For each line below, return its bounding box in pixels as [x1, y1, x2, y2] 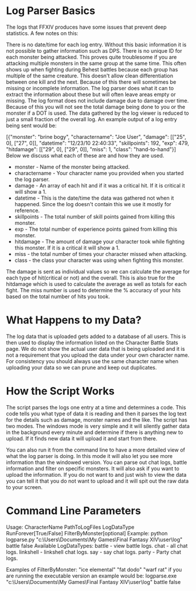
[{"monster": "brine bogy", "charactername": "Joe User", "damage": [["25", [6, 133, 187, 140]
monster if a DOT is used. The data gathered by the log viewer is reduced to [6, 110, 189, 117]
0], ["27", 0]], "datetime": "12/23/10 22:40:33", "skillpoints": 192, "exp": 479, [6, 139, 190, 146]
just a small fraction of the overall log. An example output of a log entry [6, 115, 177, 122]
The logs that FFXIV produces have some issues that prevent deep [6, 23, 167, 30]
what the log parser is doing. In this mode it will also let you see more [6, 452, 173, 459]
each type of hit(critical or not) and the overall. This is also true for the [6, 274, 176, 281]
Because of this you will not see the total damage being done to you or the [6, 103, 185, 110]
